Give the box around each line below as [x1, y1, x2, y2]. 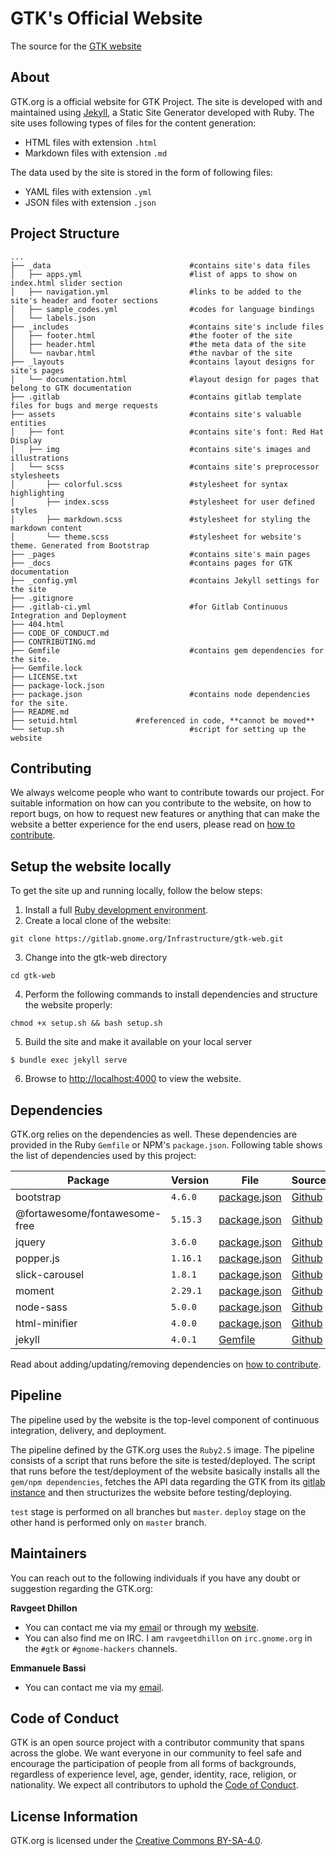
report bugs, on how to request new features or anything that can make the [10, 808, 320, 820]
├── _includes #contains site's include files [10, 322, 325, 332]
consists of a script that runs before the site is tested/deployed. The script [10, 1454, 316, 1466]
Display [10, 435, 43, 446]
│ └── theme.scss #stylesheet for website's [10, 532, 302, 542]
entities [10, 418, 47, 428]
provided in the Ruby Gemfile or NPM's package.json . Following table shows [10, 1139, 323, 1151]
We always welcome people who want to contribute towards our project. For [10, 787, 325, 799]
